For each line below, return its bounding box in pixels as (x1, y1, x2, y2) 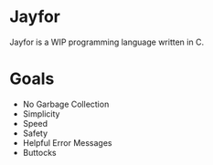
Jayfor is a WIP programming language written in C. (9, 36, 204, 47)
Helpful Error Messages (22, 137, 112, 148)
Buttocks (22, 147, 57, 158)
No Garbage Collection (22, 98, 110, 109)
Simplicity (22, 108, 60, 119)
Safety (22, 128, 48, 139)
